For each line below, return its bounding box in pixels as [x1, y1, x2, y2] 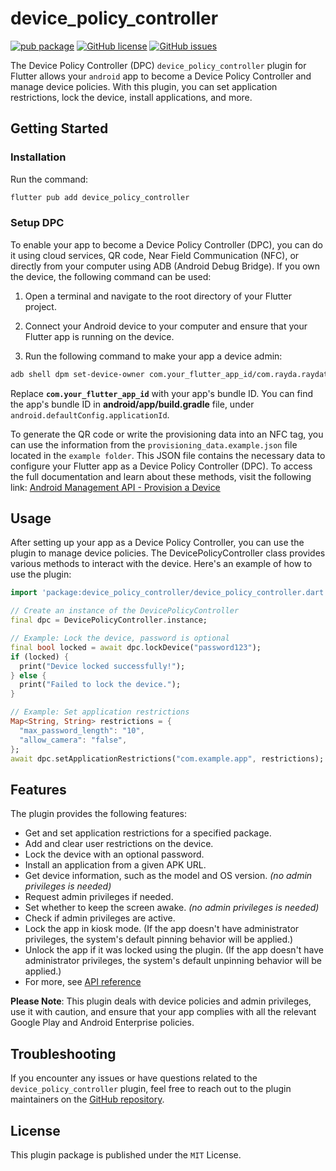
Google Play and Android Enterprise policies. [10, 1017, 195, 1029]
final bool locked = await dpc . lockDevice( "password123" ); [10, 642, 262, 652]
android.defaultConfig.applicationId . [10, 408, 170, 421]
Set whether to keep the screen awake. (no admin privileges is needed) [24, 902, 320, 914]
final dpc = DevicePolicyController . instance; [10, 615, 208, 626]
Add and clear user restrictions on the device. [24, 838, 214, 850]
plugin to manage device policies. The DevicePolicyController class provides [10, 547, 326, 559]
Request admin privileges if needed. [24, 891, 174, 903]
